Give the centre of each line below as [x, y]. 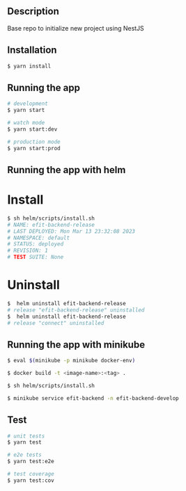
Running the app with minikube [76, 345]
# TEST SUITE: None [36, 257]
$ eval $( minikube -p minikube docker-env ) [71, 361]
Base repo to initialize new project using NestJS [76, 28]
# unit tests [26, 436]
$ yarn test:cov [31, 480]
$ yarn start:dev [32, 129]
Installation [32, 50]
